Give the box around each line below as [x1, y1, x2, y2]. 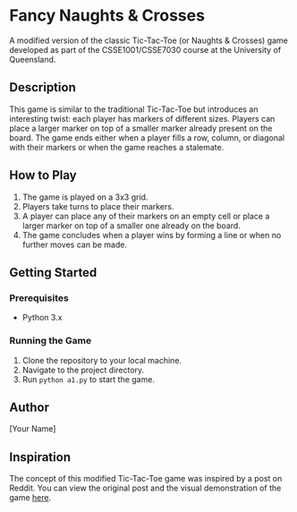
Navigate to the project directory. [21, 364, 145, 375]
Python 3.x [21, 312, 63, 323]
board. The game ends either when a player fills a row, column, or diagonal [9, 132, 284, 143]
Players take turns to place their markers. [21, 201, 174, 211]
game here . [9, 492, 52, 503]
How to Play [9, 167, 78, 183]
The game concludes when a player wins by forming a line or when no [21, 229, 282, 240]
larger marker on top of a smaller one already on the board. [21, 220, 242, 231]
